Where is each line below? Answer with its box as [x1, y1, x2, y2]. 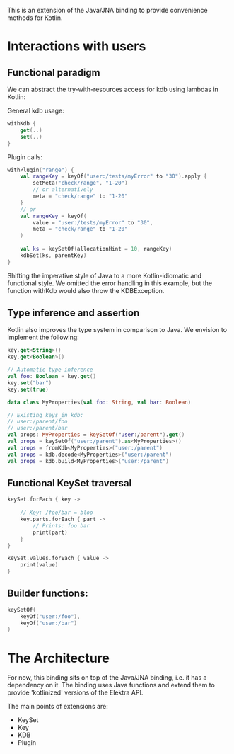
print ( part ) [33, 529, 69, 536]
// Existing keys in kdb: [7, 411, 83, 418]
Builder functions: [7, 588, 88, 600]
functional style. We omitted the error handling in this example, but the [7, 279, 213, 287]
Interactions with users [7, 38, 146, 55]
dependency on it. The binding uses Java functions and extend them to [7, 681, 216, 690]
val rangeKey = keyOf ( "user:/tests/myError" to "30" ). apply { [20, 173, 207, 180]
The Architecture [7, 650, 110, 666]
